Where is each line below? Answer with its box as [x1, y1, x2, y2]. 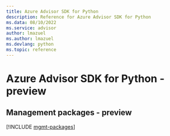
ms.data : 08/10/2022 [6, 19, 57, 25]
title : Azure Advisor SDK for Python [6, 8, 99, 15]
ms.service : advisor [6, 25, 57, 31]
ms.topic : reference [6, 47, 57, 53]
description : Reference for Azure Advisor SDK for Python [6, 14, 151, 20]
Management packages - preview [6, 108, 132, 118]
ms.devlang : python [6, 42, 54, 47]
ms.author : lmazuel [6, 36, 54, 42]
